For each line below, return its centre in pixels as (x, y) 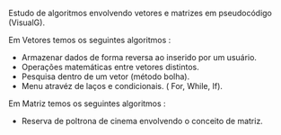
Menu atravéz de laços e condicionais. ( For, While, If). (122, 86)
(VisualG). (27, 22)
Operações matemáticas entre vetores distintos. (110, 67)
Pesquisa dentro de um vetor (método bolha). (105, 76)
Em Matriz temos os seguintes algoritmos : (88, 103)
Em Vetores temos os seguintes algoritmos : (90, 40)
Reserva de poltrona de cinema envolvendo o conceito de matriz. (142, 121)
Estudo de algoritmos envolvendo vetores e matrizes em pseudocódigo (140, 13)
